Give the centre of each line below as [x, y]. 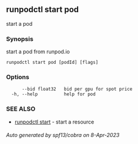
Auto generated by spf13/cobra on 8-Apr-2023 [63, 135]
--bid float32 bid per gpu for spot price [77, 89]
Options [18, 77]
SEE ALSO [21, 109]
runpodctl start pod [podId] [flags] [52, 63]
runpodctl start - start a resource [54, 122]
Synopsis [20, 39]
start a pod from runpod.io [38, 52]
